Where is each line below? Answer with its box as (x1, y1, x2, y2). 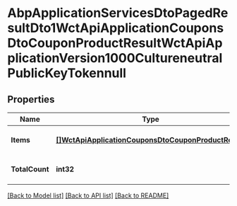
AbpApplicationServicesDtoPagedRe (7, 5, 229, 21)
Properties (7, 93, 55, 105)
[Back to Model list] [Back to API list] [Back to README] (7, 191, 169, 200)
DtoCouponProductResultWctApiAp (7, 35, 223, 51)
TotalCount (11, 164, 49, 174)
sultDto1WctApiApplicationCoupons (7, 20, 224, 36)
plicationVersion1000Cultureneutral (7, 50, 223, 67)
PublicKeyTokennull (7, 65, 127, 81)
